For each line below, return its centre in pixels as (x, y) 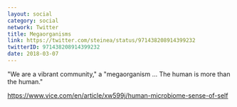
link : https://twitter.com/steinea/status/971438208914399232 (101, 41)
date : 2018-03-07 (33, 54)
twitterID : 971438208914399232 (54, 47)
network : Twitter (33, 27)
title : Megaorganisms (39, 34)
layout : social (30, 14)
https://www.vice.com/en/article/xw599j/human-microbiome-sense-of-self (118, 95)
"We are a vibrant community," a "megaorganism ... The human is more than (119, 74)
